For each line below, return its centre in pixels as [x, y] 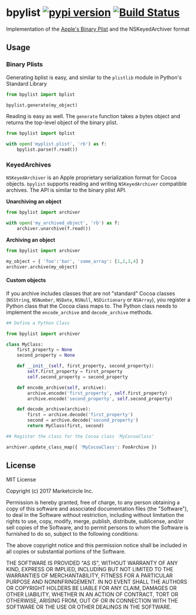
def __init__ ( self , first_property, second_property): [86, 366]
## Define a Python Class [38, 323]
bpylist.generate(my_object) [42, 105]
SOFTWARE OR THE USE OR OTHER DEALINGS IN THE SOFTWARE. [89, 607]
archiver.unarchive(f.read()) [54, 229]
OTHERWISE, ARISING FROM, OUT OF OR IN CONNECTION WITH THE [92, 601]
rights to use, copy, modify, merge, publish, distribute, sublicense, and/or [95, 521]
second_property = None [46, 355]
